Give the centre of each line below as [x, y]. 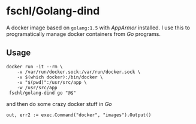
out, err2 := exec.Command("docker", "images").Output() [79, 115]
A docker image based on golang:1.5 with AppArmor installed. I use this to [98, 28]
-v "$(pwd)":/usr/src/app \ [52, 82]
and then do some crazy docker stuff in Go [59, 104]
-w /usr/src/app [37, 87]
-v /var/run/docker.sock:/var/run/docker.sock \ [79, 72]
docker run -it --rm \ [34, 66]
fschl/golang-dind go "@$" [43, 93]
